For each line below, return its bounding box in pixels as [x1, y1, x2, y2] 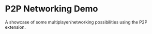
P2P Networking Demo [5, 3, 98, 14]
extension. [5, 24, 26, 30]
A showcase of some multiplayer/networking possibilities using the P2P [5, 19, 148, 25]
